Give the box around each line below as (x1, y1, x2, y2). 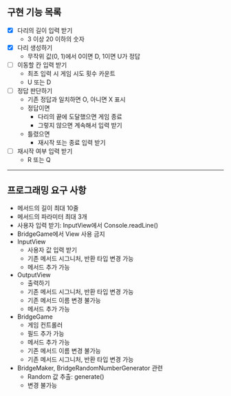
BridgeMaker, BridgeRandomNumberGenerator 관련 (16, 364, 164, 372)
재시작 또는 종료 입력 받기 (37, 139, 106, 147)
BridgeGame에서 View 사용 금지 (16, 230, 105, 238)
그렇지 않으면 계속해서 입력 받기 (37, 121, 122, 130)
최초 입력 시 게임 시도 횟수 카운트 (27, 70, 115, 77)
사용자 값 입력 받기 (27, 246, 78, 254)
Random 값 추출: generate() (27, 372, 104, 381)
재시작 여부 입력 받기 (16, 147, 73, 155)
